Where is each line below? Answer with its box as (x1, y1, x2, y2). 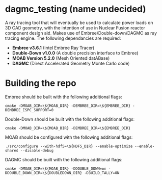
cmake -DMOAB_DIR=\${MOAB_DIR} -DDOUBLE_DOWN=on (5, 166, 107, 171)
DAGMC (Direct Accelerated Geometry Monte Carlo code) (12, 60, 130, 66)
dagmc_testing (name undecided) (5, 3, 146, 15)
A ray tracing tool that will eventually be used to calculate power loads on (5, 20, 153, 26)
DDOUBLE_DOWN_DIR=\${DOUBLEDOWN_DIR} (5, 170, 82, 175)
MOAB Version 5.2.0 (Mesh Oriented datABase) (12, 55, 110, 61)
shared (5, 148, 19, 153)
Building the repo (5, 77, 77, 89)
